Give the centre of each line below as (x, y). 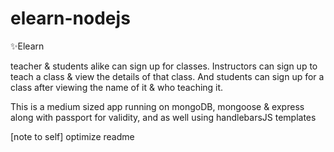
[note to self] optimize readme (72, 136)
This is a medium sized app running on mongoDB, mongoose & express (157, 106)
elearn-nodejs (70, 18)
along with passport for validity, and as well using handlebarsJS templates (163, 117)
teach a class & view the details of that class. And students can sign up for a (167, 76)
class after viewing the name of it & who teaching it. (117, 87)
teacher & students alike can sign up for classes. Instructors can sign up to (164, 66)
